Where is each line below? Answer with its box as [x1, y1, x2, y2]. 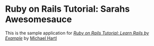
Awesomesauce [5, 14, 72, 25]
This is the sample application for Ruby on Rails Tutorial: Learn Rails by [5, 30, 149, 36]
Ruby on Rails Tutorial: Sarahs [5, 3, 130, 15]
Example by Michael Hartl [5, 35, 58, 41]
